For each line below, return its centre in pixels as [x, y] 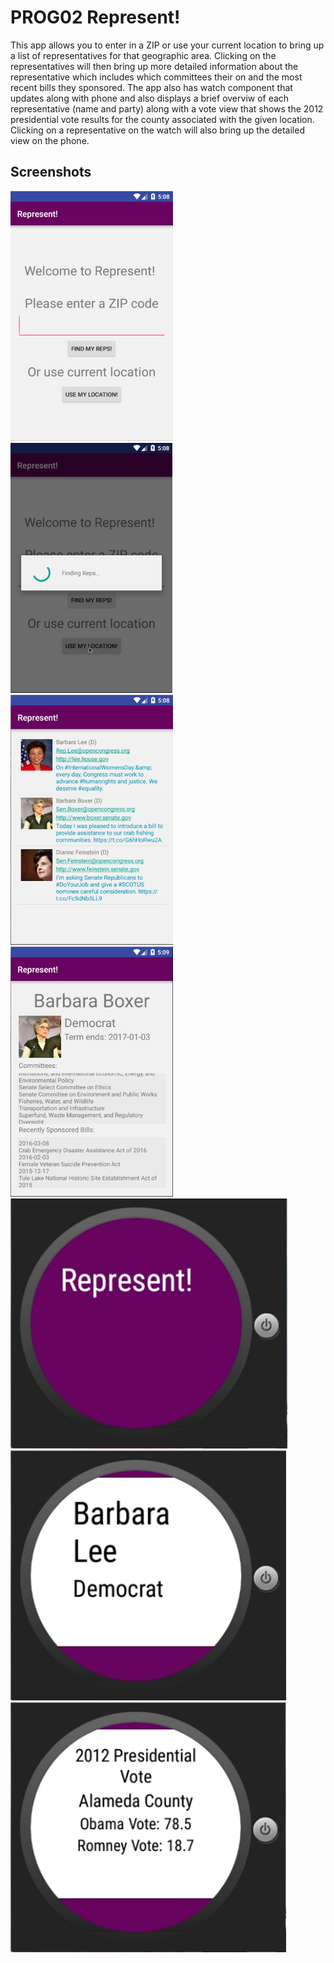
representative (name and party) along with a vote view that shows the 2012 [167, 108]
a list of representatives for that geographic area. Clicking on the [143, 55]
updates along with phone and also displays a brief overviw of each [150, 98]
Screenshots [51, 172]
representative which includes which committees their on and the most [156, 77]
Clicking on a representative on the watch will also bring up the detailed [157, 130]
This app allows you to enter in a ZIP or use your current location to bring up [167, 45]
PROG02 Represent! [95, 17]
